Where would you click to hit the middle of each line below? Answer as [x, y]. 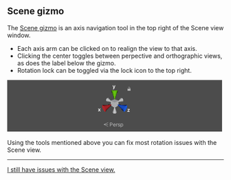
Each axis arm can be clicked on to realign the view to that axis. [107, 48]
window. [19, 35]
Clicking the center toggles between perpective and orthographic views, [120, 56]
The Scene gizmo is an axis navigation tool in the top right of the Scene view [115, 27]
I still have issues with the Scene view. [61, 169]
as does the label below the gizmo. [66, 63]
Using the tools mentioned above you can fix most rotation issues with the [112, 142]
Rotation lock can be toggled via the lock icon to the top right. [104, 70]
